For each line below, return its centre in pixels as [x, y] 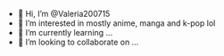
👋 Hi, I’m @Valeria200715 [64, 14]
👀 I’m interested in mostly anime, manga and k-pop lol [116, 23]
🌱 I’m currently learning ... [65, 32]
